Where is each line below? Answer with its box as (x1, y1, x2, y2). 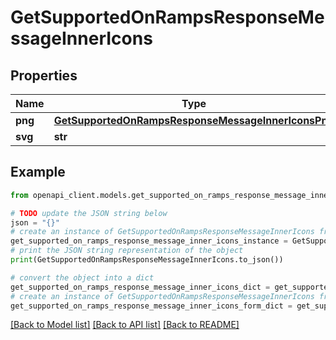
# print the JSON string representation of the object (10, 246, 244, 256)
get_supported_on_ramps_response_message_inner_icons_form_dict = (10, 301, 293, 311)
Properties (10, 67, 78, 84)
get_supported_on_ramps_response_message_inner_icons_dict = (10, 282, 271, 292)
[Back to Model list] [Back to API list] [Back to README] (10, 319, 240, 331)
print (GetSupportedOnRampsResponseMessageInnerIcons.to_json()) (10, 255, 284, 265)
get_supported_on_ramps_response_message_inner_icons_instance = (10, 236, 288, 246)
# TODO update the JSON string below (10, 208, 168, 218)
